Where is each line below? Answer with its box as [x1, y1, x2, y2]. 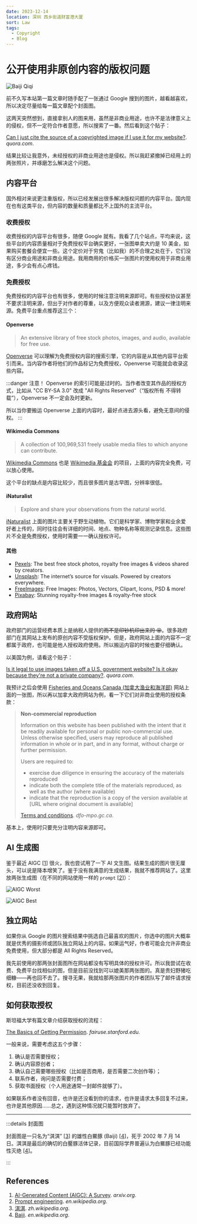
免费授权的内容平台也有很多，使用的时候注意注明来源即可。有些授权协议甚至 [6, 293, 191, 300]
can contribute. [20, 447, 57, 454]
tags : [6, 25, 19, 31]
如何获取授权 [6, 1000, 53, 1010]
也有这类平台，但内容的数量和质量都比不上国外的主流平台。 [11, 202, 155, 209]
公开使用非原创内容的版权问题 [6, 63, 151, 76]
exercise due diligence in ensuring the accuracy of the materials [29, 769, 185, 776]
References [6, 1176, 49, 1186]
